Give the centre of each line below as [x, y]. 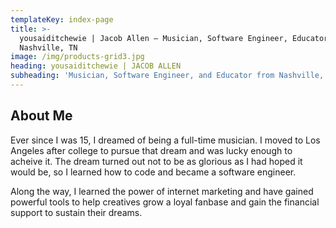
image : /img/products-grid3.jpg [77, 57]
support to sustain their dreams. [76, 212]
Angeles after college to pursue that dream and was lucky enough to [151, 150]
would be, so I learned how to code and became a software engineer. [153, 172]
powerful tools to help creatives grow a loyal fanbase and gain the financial [165, 202]
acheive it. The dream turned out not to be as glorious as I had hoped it [156, 161]
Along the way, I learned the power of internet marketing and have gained [162, 191]
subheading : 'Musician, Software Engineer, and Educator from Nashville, [167, 76]
